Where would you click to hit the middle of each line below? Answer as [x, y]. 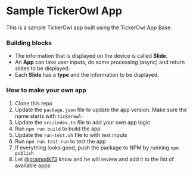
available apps [32, 165]
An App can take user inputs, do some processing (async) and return [100, 62]
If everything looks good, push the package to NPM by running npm [96, 148]
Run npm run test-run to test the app [60, 141]
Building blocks [29, 43]
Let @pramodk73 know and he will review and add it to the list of [94, 159]
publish [24, 153]
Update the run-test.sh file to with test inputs [71, 135]
